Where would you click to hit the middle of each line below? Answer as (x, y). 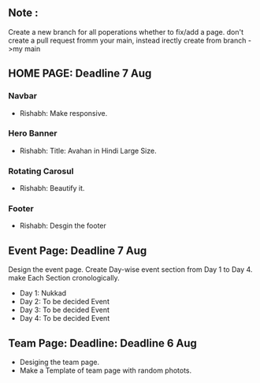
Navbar (23, 96)
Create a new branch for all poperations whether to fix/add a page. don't (126, 32)
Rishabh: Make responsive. (63, 113)
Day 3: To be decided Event (65, 310)
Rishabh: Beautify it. (52, 188)
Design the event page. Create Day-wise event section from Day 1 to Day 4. (130, 270)
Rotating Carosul (41, 171)
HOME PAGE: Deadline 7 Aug (80, 74)
